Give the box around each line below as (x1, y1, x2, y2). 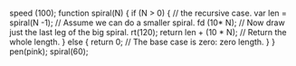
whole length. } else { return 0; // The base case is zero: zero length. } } (9, 36, 276, 47)
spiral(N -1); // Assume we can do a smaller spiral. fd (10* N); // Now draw (9, 17, 285, 28)
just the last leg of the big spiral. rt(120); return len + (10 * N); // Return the (9, 27, 287, 37)
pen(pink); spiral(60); (9, 46, 89, 57)
